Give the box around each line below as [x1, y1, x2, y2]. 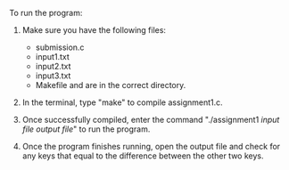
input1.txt [35, 52, 70, 61]
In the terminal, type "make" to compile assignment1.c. [21, 97, 223, 108]
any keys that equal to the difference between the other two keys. [21, 150, 264, 161]
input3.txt [35, 70, 71, 81]
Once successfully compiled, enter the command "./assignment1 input [21, 115, 280, 125]
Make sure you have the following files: [21, 25, 167, 35]
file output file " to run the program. [21, 124, 151, 134]
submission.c [35, 42, 85, 53]
